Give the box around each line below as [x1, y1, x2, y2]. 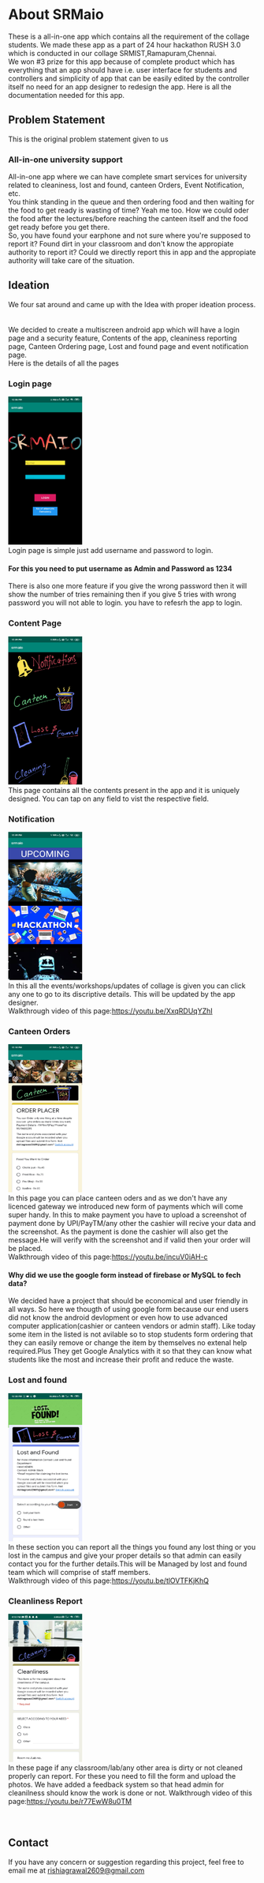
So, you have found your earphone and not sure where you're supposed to [8, 231, 251, 240]
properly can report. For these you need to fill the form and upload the [8, 1772, 236, 1781]
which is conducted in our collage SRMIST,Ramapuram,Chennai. [8, 48, 217, 58]
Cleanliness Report [8, 1595, 83, 1607]
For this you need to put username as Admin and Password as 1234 [8, 563, 232, 573]
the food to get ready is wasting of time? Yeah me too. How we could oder [8, 205, 250, 215]
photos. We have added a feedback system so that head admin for [8, 1780, 225, 1790]
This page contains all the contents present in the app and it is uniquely [8, 785, 240, 795]
